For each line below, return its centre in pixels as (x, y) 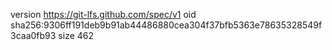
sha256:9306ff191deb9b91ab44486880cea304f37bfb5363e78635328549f (166, 25)
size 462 (76, 35)
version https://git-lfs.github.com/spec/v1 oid (103, 14)
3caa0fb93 (33, 35)
